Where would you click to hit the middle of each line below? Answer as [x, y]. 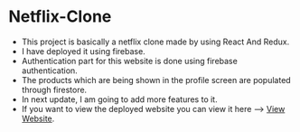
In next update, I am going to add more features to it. [119, 99]
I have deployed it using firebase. [83, 51]
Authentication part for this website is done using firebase [130, 61]
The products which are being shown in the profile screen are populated [156, 80]
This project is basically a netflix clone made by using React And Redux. [155, 42]
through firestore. [54, 90]
